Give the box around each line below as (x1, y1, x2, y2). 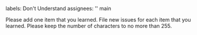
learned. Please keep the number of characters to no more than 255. (5, 23, 172, 29)
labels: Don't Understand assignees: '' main (5, 5, 111, 12)
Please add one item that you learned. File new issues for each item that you (5, 16, 191, 23)
